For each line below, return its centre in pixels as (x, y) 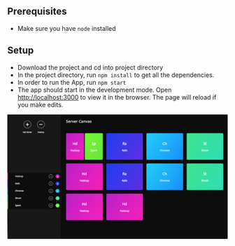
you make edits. (40, 104)
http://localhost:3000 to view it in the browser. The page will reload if (117, 97)
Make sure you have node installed (67, 28)
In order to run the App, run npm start (72, 82)
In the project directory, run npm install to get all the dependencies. (116, 75)
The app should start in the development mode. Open (94, 90)
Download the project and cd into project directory (90, 67)
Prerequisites (37, 12)
